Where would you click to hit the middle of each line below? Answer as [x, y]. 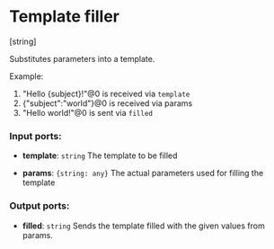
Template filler [64, 17]
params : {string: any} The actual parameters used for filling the [143, 173]
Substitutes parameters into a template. [82, 58]
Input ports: [35, 136]
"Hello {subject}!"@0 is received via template [106, 93]
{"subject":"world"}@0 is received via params [107, 103]
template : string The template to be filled [100, 156]
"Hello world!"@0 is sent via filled [87, 112]
